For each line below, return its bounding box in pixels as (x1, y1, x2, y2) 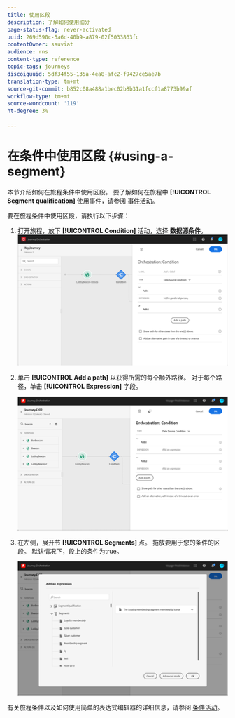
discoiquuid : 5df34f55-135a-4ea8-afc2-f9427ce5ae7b (7, 70, 161, 77)
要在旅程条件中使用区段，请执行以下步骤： (7, 211, 130, 220)
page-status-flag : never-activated (7, 26, 111, 33)
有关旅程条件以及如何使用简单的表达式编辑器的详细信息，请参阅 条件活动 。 (7, 703, 224, 712)
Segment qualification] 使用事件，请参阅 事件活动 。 (7, 197, 159, 205)
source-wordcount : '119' (7, 100, 80, 107)
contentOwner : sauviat (7, 41, 73, 48)
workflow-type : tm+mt (7, 93, 71, 100)
